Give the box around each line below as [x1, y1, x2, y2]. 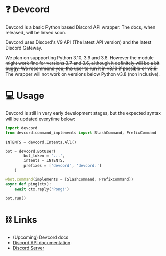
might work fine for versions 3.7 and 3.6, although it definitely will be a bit [5, 60, 160, 66]
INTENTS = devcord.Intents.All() [5, 139, 77, 145]
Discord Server [12, 245, 45, 251]
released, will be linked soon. [5, 29, 66, 35]
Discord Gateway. [5, 44, 42, 51]
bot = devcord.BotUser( [5, 149, 56, 154]
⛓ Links [5, 214, 37, 225]
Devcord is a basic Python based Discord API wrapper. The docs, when [5, 24, 156, 30]
